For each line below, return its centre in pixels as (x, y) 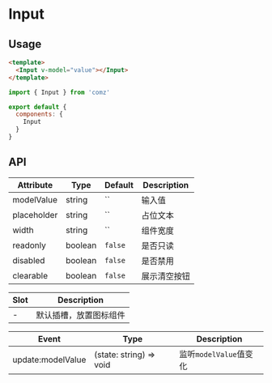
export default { (38, 107)
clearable (30, 275)
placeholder (35, 215)
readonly (30, 245)
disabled (29, 260)
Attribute (35, 185)
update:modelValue (49, 360)
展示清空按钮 (166, 276)
